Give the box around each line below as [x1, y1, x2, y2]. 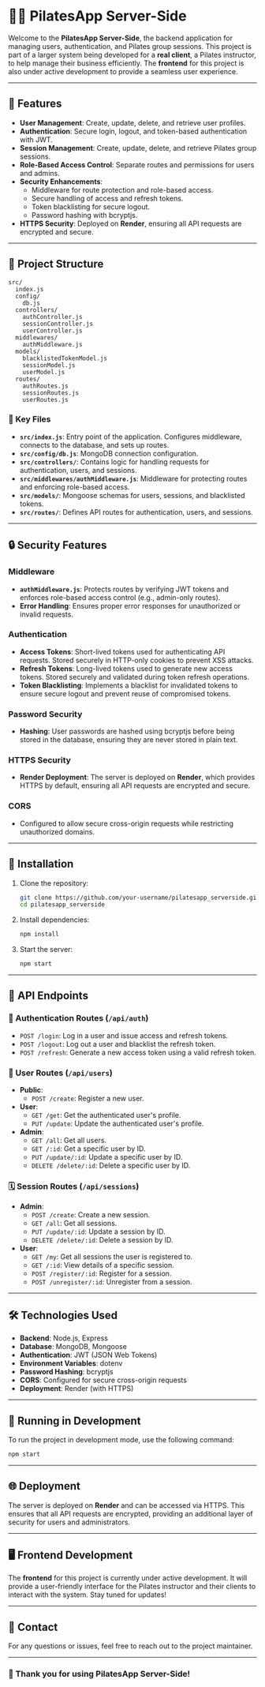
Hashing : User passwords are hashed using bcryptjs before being [19, 726, 235, 737]
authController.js [22, 313, 83, 321]
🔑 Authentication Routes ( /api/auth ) [8, 1013, 149, 1024]
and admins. [19, 168, 61, 178]
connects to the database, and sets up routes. [19, 440, 170, 449]
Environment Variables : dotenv [19, 1359, 123, 1368]
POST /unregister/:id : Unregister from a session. [31, 1277, 192, 1287]
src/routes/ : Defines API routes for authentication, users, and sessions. [19, 507, 254, 516]
